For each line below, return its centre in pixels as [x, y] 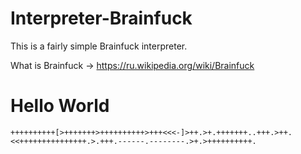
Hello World [60, 106]
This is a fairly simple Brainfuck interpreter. [99, 46]
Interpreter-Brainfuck [101, 18]
